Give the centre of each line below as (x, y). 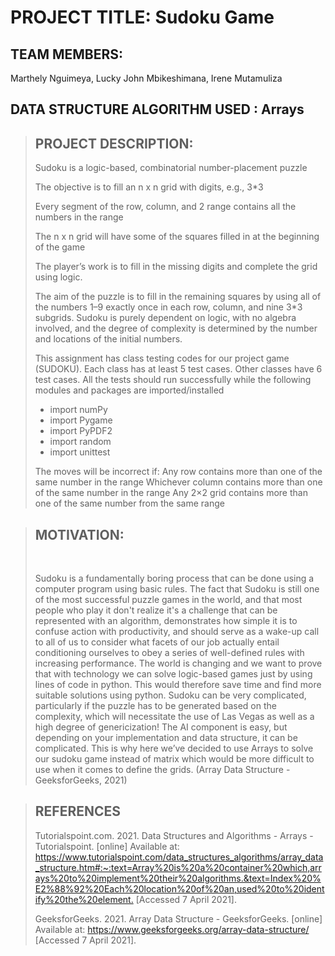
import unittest (80, 452)
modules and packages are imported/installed (129, 390)
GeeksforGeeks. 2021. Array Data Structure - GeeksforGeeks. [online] (178, 918)
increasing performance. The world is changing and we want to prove (178, 663)
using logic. (58, 277)
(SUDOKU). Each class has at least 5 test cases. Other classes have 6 (178, 369)
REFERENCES (78, 811)
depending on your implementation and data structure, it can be (166, 738)
